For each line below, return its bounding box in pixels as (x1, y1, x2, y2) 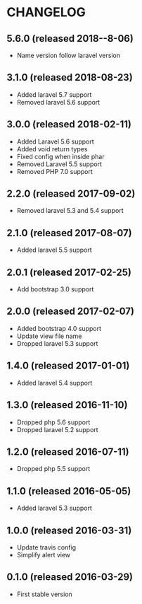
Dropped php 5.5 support (16, 465, 91, 473)
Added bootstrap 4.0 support (16, 324, 101, 332)
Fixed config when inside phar (16, 152, 105, 161)
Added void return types (16, 144, 88, 153)
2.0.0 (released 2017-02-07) (6, 306, 135, 318)
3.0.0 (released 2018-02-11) (6, 118, 131, 131)
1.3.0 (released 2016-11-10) (6, 399, 128, 411)
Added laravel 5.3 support (16, 504, 92, 513)
